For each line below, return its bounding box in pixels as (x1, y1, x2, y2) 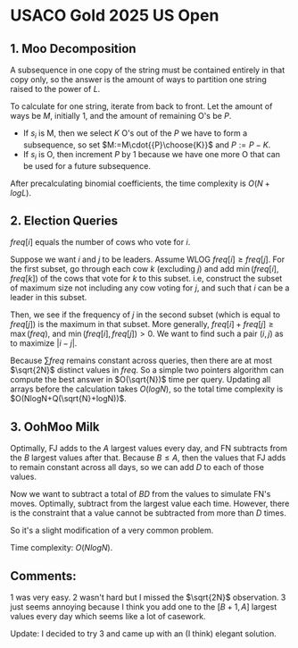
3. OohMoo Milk (10, 419, 101, 434)
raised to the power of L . (10, 84, 101, 94)
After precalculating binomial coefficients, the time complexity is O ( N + (10, 178, 270, 189)
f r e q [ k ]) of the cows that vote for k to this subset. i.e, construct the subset (10, 274, 283, 284)
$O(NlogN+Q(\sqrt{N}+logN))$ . (10, 393, 128, 404)
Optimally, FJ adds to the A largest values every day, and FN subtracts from (10, 443, 288, 454)
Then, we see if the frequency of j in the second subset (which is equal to (10, 309, 280, 320)
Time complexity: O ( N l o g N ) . (10, 543, 113, 553)
